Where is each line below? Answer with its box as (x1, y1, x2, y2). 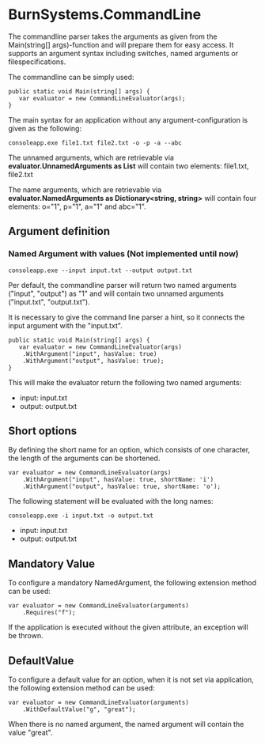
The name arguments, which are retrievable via (8, 184, 162, 195)
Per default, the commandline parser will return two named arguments (8, 280, 237, 289)
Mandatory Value (8, 557, 96, 570)
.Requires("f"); (22, 609, 77, 617)
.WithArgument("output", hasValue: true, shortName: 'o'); (22, 482, 221, 491)
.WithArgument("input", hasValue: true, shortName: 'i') (22, 476, 214, 484)
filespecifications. (8, 57, 66, 66)
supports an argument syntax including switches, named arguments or (8, 48, 239, 58)
